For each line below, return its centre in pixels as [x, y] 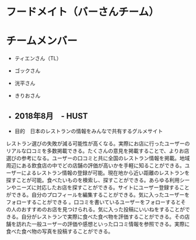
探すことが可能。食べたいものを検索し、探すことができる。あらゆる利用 [93, 180]
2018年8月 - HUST [51, 116]
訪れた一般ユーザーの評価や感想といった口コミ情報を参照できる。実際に [103, 224]
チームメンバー [42, 41]
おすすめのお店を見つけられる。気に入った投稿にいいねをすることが [103, 209]
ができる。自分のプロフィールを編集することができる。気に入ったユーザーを [98, 194]
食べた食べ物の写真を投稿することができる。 [60, 231]
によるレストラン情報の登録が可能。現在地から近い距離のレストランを [106, 173]
